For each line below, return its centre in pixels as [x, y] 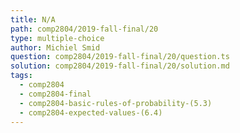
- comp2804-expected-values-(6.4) [91, 112]
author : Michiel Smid [55, 47]
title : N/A [33, 19]
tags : [21, 76]
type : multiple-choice [57, 38]
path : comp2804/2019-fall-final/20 [84, 29]
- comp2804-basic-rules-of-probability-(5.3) [116, 103]
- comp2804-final [55, 94]
